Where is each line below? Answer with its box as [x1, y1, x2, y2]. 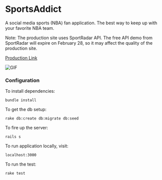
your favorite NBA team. [5, 25, 55, 31]
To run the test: [5, 161, 36, 167]
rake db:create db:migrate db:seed [5, 116, 79, 121]
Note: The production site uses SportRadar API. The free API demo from [5, 35, 153, 41]
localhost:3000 [5, 153, 37, 158]
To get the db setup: [5, 107, 47, 113]
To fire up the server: [5, 125, 48, 131]
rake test [5, 171, 26, 176]
